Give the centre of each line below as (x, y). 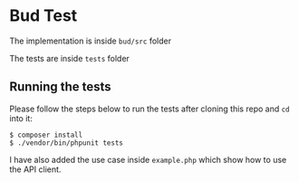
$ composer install (46, 135)
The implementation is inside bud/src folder (91, 41)
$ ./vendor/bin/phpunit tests (67, 143)
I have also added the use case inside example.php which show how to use (148, 159)
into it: (21, 118)
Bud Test (43, 16)
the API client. (35, 169)
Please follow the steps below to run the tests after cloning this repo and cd (149, 109)
